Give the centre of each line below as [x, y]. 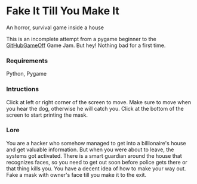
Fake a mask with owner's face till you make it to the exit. [76, 174]
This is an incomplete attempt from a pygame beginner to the [81, 39]
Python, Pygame [26, 74]
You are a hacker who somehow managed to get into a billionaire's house [96, 143]
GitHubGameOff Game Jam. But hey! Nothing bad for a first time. [86, 45]
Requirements [27, 61]
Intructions [23, 89]
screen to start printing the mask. [47, 115]
